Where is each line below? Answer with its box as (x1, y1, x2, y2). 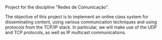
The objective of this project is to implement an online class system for (5, 14, 149, 19)
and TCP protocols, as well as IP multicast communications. (5, 30, 127, 35)
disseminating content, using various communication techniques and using (5, 19, 157, 25)
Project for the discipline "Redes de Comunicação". (5, 4, 109, 10)
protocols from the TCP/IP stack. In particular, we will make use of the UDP (5, 24, 157, 30)
